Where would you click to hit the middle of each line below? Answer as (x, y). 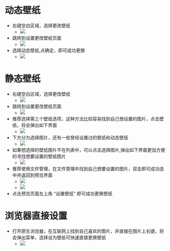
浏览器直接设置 (36, 216)
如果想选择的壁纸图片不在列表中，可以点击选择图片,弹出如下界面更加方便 (89, 150)
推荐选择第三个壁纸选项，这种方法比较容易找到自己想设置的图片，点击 (86, 119)
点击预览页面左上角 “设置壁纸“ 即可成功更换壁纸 (62, 193)
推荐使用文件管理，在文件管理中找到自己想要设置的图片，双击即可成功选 (88, 169)
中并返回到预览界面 (32, 175)
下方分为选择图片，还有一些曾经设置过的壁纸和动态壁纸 (70, 137)
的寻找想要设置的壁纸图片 (39, 156)
